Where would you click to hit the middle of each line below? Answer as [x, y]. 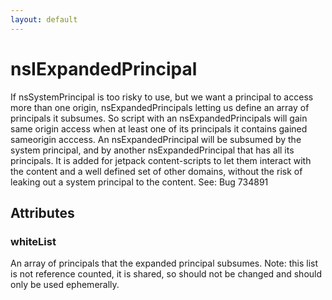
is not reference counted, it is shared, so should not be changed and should [166, 274]
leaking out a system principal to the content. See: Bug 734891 [139, 182]
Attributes [42, 212]
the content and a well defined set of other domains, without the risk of [156, 171]
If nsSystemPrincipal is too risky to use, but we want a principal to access [162, 97]
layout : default [44, 19]
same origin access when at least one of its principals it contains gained [159, 128]
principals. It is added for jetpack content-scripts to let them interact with [161, 160]
